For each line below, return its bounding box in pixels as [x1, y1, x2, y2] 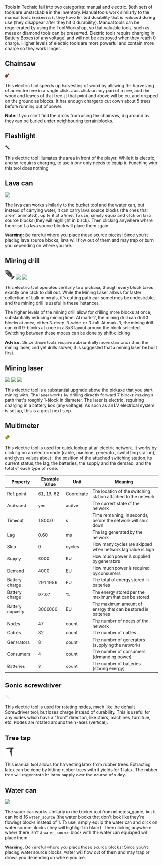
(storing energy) [92, 666, 125, 672]
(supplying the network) [92, 642, 141, 648]
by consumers [92, 570, 121, 576]
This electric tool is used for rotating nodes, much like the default [5, 704, 135, 710]
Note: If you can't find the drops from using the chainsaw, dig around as [5, 112, 149, 118]
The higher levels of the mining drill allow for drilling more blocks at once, [5, 309, 152, 315]
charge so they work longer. [5, 46, 62, 51]
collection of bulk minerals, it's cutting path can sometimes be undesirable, [5, 295, 155, 301]
